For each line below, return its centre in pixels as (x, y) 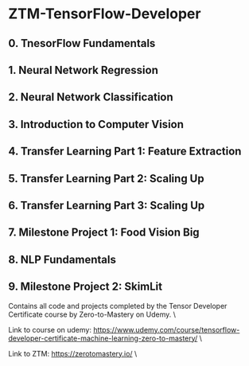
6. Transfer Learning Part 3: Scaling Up (107, 205)
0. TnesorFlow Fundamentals (82, 43)
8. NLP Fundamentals (62, 259)
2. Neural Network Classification (91, 97)
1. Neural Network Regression (84, 70)
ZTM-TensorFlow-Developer (105, 14)
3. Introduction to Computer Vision (96, 124)
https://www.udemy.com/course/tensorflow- (166, 329)
